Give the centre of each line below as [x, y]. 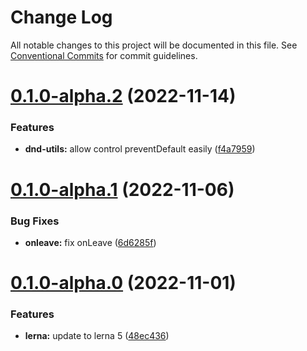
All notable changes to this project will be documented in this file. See [154, 45]
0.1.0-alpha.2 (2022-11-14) [123, 96]
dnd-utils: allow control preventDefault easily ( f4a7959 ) [140, 149]
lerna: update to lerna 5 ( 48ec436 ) [97, 336]
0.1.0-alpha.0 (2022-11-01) [123, 283]
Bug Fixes [35, 221]
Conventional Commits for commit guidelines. [104, 55]
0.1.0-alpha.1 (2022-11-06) [122, 189]
